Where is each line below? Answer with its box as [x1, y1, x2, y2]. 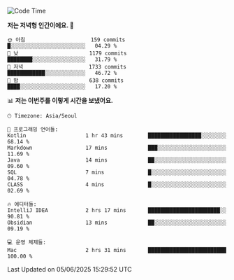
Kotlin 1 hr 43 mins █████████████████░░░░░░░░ [7, 132, 227, 139]
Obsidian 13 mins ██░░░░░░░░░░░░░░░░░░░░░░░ [7, 219, 227, 226]
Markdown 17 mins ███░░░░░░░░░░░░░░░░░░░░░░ [7, 144, 227, 151]
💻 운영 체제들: [7, 239, 47, 246]
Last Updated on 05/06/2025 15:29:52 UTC [7, 265, 133, 273]
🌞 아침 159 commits [7, 36, 126, 43]
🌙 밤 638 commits [7, 77, 124, 84]
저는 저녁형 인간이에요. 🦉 [7, 21, 75, 29]
